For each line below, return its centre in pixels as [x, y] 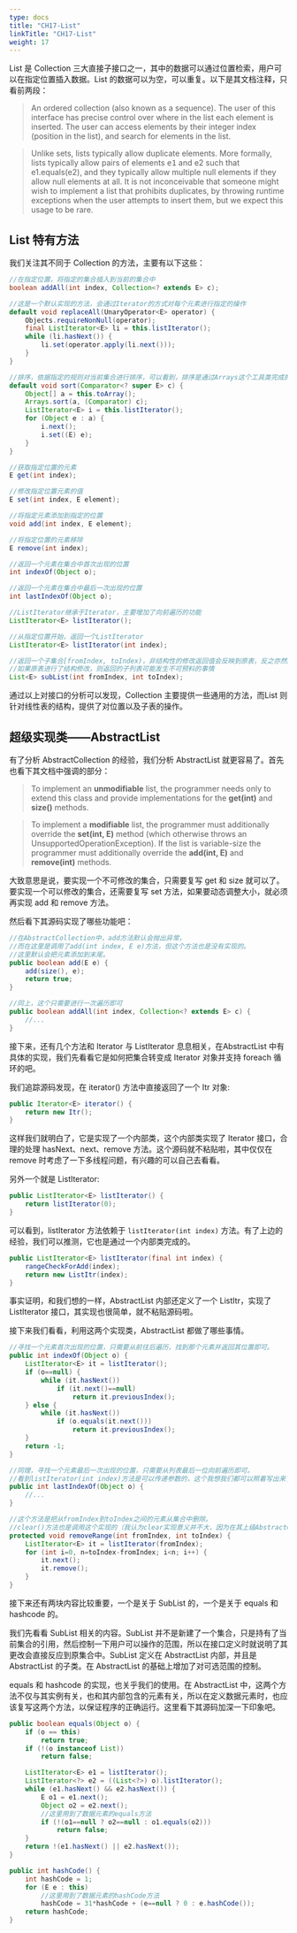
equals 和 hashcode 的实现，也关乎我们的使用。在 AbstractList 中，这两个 [144, 1684]
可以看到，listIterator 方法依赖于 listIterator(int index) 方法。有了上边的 [146, 1230]
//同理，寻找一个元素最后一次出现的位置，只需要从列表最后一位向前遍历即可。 [132, 1470]
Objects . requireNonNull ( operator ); [91, 320]
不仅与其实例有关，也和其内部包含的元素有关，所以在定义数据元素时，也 [148, 1696]
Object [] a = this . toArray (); [81, 394]
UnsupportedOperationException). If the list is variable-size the [146, 843]
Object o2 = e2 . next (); [84, 1806]
